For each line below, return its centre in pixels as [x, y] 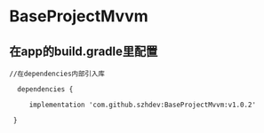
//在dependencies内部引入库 [57, 74]
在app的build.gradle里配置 [84, 51]
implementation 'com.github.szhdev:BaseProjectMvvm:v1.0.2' [142, 105]
